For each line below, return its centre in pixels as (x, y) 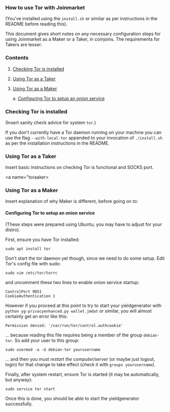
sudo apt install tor (28, 249)
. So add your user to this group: (46, 340)
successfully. (19, 404)
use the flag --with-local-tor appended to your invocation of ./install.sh (84, 138)
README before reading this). (36, 24)
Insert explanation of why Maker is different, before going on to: (72, 201)
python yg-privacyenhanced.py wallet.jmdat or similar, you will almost (78, 311)
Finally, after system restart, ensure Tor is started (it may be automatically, (82, 374)
